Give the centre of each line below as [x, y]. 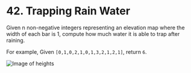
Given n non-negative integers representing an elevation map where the [95, 28]
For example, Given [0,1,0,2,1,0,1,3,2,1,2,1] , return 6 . [77, 51]
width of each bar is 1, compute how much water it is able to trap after [93, 34]
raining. [16, 40]
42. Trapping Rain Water [68, 11]
